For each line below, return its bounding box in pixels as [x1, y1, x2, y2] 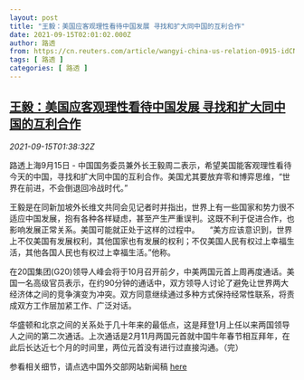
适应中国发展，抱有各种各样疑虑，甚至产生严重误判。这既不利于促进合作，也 [9, 213, 295, 223]
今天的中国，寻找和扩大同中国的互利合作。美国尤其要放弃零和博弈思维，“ [9, 171, 283, 182]
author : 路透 [9, 38, 56, 48]
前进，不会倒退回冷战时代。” [24, 182, 128, 193]
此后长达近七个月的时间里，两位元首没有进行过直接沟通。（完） [9, 341, 243, 353]
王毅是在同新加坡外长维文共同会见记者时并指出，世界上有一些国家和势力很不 [9, 201, 295, 213]
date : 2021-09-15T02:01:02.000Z [9, 30, 131, 39]
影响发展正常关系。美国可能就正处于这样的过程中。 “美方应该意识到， [9, 223, 278, 235]
